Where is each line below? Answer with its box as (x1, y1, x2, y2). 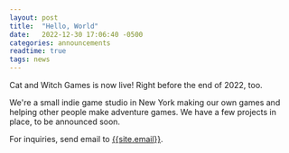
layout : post (9, 13, 59, 22)
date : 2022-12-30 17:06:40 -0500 (9, 30, 144, 39)
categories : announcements (9, 38, 111, 48)
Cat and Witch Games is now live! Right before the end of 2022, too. (9, 80, 264, 90)
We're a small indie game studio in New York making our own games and (9, 97, 281, 108)
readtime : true (9, 47, 67, 56)
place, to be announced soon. (9, 116, 120, 127)
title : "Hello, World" (9, 22, 99, 31)
